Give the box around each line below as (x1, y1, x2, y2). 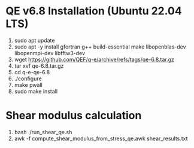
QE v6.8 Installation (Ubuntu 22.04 (5, 4, 182, 18)
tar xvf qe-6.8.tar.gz (14, 62, 64, 70)
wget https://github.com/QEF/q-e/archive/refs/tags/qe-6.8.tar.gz (14, 56, 175, 63)
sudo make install (14, 87, 58, 95)
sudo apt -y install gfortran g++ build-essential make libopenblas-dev (14, 43, 186, 50)
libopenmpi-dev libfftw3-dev (14, 49, 85, 56)
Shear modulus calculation (5, 109, 142, 122)
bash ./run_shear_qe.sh (14, 128, 72, 135)
